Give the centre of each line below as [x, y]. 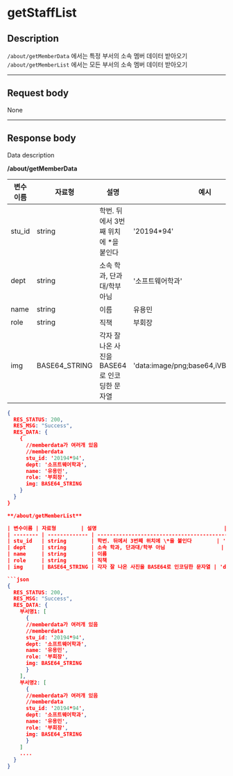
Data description [31, 155]
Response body [42, 138]
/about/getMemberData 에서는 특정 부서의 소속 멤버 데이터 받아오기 [97, 56]
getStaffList [42, 13]
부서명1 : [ [33, 612]
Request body [38, 93]
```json [18, 579]
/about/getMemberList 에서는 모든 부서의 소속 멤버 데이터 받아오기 [97, 64]
